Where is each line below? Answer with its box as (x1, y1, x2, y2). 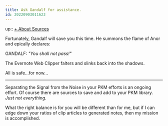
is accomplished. (5, 115, 40, 121)
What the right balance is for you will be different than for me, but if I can (5, 104, 155, 110)
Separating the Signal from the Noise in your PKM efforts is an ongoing (5, 84, 151, 90)
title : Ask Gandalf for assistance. (5, 7, 81, 12)
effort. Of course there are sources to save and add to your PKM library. (5, 89, 153, 95)
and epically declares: (5, 40, 51, 46)
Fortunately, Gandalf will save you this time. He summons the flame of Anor (5, 35, 160, 41)
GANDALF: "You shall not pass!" (5, 50, 72, 56)
